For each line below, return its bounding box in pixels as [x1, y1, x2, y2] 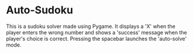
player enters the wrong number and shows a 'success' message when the [6, 29, 187, 36]
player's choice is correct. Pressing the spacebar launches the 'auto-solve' [6, 35, 187, 42]
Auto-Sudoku [6, 3, 73, 17]
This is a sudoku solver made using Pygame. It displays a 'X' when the [6, 23, 175, 30]
